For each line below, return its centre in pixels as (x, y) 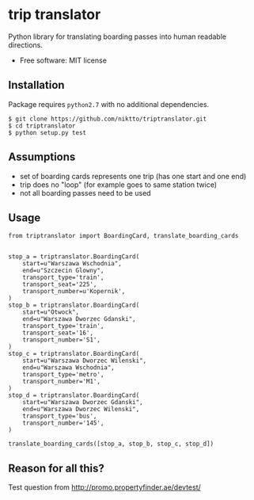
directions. (26, 44)
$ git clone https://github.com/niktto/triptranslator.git (108, 119)
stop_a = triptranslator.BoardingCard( (74, 257)
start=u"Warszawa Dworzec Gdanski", (83, 403)
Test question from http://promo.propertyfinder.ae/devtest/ (105, 487)
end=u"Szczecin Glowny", (63, 271)
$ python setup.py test (47, 132)
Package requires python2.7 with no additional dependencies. (109, 104)
